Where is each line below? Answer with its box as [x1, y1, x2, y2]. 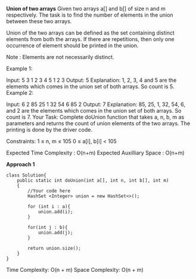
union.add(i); [38, 209, 73, 215]
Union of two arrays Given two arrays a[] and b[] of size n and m [6, 5, 166, 12]
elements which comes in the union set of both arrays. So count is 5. [6, 83, 175, 90]
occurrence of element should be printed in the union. [6, 42, 139, 49]
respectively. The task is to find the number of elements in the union [6, 11, 174, 18]
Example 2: [6, 89, 34, 96]
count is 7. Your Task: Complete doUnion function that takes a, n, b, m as [6, 113, 185, 120]
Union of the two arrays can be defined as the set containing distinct [6, 29, 175, 36]
